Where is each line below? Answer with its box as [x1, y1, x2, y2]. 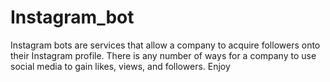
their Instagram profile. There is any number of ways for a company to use [10, 49, 317, 61]
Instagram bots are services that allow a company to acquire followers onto [10, 39, 321, 51]
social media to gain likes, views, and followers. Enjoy [10, 60, 231, 72]
